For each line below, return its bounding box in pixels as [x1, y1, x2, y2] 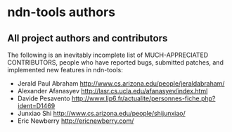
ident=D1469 [17, 102, 56, 110]
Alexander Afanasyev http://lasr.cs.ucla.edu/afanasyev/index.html [17, 87, 208, 95]
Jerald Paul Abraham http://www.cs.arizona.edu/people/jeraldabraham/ [17, 79, 225, 88]
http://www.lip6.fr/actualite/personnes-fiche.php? [71, 94, 216, 103]
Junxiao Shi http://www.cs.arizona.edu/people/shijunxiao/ [17, 110, 186, 117]
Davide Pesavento [17, 94, 70, 103]
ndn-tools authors [7, 4, 116, 20]
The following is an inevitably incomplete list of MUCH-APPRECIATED [7, 51, 209, 59]
